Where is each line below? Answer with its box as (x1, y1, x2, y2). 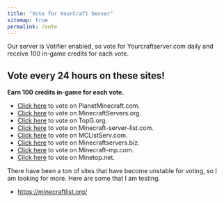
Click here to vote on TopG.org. (17, 116, 108, 125)
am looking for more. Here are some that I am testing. (7, 174, 161, 183)
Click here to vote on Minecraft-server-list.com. (17, 124, 154, 132)
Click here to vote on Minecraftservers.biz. (17, 138, 140, 147)
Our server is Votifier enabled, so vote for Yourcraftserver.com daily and (7, 42, 214, 51)
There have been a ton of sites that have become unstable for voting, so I (7, 167, 217, 175)
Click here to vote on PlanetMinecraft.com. (17, 101, 141, 110)
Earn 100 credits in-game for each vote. (7, 88, 125, 97)
